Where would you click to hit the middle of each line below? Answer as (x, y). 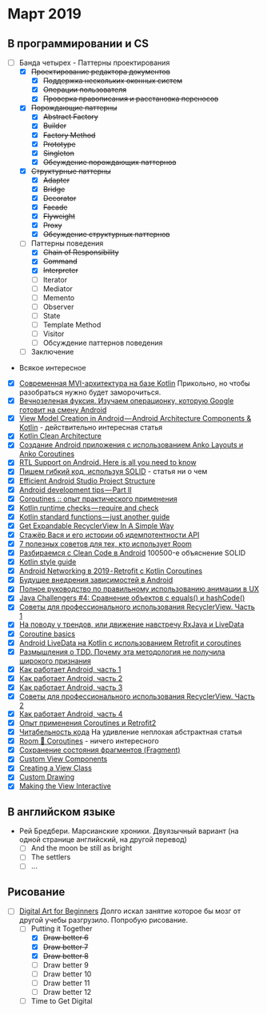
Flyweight (59, 216)
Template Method (72, 324)
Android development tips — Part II (76, 490)
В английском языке (62, 812)
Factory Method (69, 135)
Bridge (54, 189)
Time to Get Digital (62, 1000)
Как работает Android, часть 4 (71, 714)
